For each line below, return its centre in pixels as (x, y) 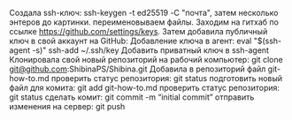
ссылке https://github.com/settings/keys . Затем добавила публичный (138, 31)
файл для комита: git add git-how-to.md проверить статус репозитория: (145, 88)
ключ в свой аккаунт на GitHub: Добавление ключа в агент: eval (131, 41)
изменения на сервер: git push (67, 106)
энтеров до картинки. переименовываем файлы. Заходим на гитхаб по (144, 22)
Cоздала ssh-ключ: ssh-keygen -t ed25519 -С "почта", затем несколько (144, 13)
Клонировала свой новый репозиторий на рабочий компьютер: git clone (146, 60)
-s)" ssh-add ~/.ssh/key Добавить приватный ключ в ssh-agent (151, 50)
